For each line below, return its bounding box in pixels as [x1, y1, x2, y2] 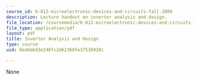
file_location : [6, 19, 44, 25]
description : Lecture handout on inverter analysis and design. [6, 14, 167, 20]
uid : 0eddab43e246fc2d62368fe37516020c [6, 47, 104, 53]
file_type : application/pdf [6, 25, 75, 31]
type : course [6, 42, 38, 48]
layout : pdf [6, 31, 35, 36]
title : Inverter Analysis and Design [6, 36, 99, 42]
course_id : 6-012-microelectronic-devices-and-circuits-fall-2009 [6, 8, 173, 15]
